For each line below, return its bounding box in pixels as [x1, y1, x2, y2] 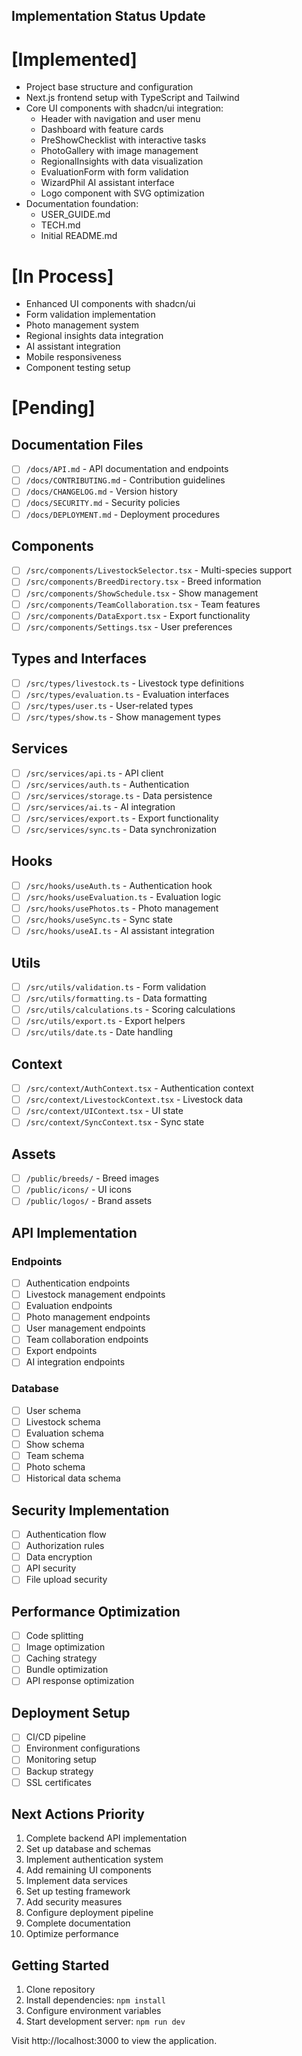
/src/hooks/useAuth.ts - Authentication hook [25, 879, 213, 891]
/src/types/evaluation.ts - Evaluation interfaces [25, 688, 230, 700]
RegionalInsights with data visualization [40, 155, 204, 168]
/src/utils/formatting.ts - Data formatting [25, 992, 208, 1004]
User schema [25, 1404, 81, 1416]
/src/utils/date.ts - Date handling [25, 1026, 174, 1038]
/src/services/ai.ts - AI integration [25, 800, 176, 813]
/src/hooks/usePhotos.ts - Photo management [25, 902, 219, 914]
